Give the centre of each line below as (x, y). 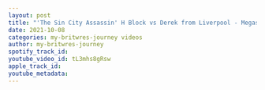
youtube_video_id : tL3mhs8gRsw (60, 59)
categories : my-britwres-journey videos (76, 37)
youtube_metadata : (38, 74)
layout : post (30, 15)
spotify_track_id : (38, 52)
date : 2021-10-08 (37, 30)
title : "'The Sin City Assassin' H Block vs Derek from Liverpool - (123, 23)
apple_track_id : (35, 67)
